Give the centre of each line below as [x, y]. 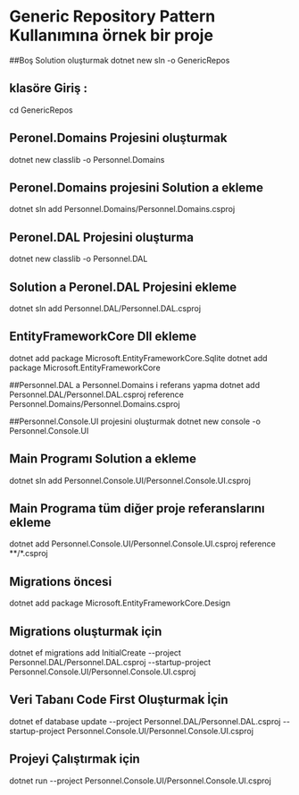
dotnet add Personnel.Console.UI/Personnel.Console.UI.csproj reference [143, 544]
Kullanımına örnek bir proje [112, 35]
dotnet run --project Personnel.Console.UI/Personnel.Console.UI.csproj [141, 781]
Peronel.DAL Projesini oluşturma [102, 237]
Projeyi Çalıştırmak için [75, 759]
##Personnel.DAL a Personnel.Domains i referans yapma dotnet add [135, 385]
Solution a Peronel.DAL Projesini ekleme [123, 287]
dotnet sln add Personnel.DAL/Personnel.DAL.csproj [105, 309]
